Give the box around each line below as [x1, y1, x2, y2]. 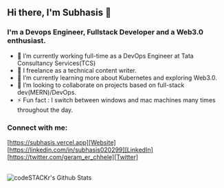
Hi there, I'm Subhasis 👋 [7, 7, 112, 19]
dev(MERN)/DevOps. [16, 88, 77, 96]
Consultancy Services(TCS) [16, 59, 96, 67]
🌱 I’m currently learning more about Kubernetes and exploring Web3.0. [16, 73, 218, 82]
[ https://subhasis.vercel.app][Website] [7, 138, 116, 146]
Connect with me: [7, 123, 68, 132]
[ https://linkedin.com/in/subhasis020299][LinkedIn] [7, 145, 153, 154]
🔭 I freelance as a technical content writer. [16, 66, 137, 74]
